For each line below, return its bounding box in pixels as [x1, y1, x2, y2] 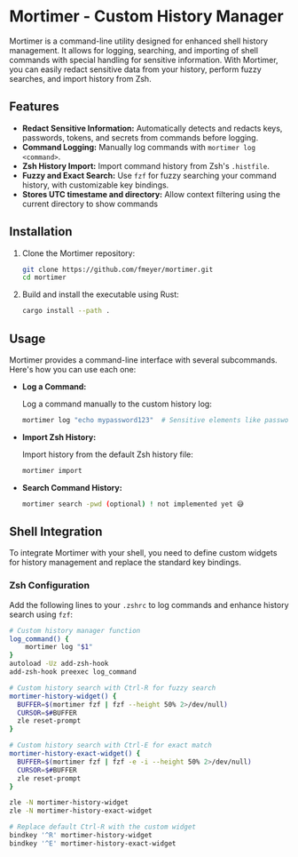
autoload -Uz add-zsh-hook [9, 660, 109, 669]
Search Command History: [21, 482, 122, 493]
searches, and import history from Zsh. [9, 73, 153, 84]
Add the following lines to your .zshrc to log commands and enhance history [9, 599, 289, 610]
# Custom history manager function [9, 626, 141, 635]
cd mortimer [21, 273, 67, 282]
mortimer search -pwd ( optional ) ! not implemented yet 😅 [21, 500, 244, 509]
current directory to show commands [21, 198, 158, 209]
